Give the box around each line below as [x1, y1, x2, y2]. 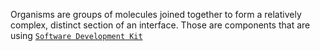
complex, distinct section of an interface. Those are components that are [10, 19, 311, 31]
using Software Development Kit [10, 30, 143, 41]
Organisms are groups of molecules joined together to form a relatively [10, 9, 302, 20]
